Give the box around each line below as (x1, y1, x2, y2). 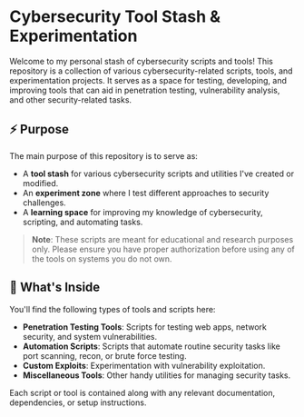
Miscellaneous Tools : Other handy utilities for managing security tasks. (22, 370, 291, 381)
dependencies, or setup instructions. (9, 397, 147, 408)
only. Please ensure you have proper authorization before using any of (31, 243, 295, 254)
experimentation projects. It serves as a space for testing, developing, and (9, 74, 288, 85)
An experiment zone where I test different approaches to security (22, 187, 270, 198)
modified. (22, 177, 59, 188)
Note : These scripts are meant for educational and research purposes (31, 233, 294, 244)
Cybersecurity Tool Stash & (9, 6, 221, 27)
